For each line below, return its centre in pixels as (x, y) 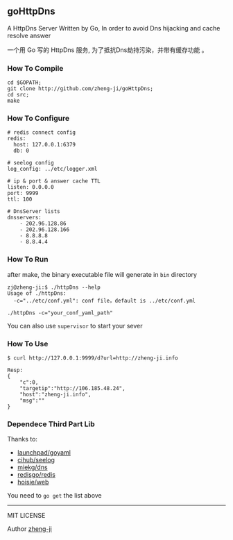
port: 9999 (23, 194)
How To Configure (38, 119)
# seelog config (31, 163)
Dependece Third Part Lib (51, 424)
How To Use (28, 344)
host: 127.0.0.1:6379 (45, 145)
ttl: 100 (20, 200)
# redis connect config (42, 133)
